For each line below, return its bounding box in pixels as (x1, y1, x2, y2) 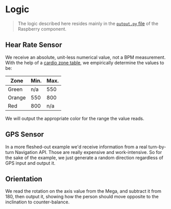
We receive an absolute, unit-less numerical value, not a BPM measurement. (5, 54, 166, 60)
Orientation (5, 174, 42, 183)
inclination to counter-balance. (5, 199, 70, 205)
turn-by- (148, 144, 166, 150)
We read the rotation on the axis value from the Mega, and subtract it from (5, 188, 162, 194)
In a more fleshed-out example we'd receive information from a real (5, 144, 148, 150)
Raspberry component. (17, 25, 67, 32)
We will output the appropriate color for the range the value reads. (5, 115, 144, 121)
